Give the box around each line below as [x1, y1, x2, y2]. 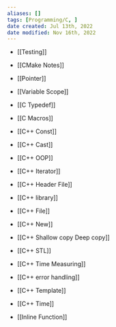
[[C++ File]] [16, 207, 50, 215]
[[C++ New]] [16, 220, 53, 228]
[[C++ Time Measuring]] [16, 260, 86, 268]
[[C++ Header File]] [16, 181, 73, 189]
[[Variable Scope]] [16, 88, 69, 96]
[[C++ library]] [16, 194, 58, 202]
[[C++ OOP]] [16, 154, 53, 162]
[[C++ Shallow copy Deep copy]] [16, 233, 111, 241]
